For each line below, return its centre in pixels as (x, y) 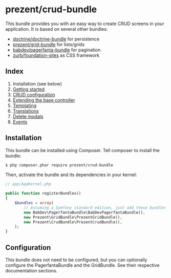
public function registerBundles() (43, 194)
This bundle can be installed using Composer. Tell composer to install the (83, 150)
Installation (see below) (37, 83)
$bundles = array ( (34, 203)
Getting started (29, 89)
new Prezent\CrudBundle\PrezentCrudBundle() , (73, 222)
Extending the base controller (44, 100)
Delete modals (28, 116)
